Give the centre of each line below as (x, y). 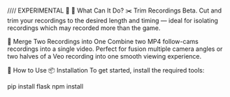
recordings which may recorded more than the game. (84, 28)
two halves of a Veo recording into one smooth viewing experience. (105, 56)
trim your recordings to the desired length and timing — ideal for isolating (113, 21)
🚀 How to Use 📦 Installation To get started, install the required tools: (106, 70)
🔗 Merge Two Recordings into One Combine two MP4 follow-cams (103, 42)
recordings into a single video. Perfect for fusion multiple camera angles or (115, 49)
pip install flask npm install (45, 86)
